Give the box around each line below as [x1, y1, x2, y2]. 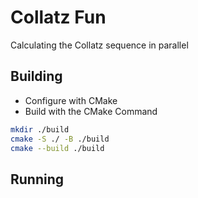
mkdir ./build [10, 124, 70, 135]
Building [10, 68, 63, 85]
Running [10, 171, 65, 188]
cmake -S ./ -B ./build [10, 134, 110, 144]
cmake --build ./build [10, 143, 105, 153]
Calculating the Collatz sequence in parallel [10, 39, 189, 51]
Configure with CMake [24, 94, 118, 106]
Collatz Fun [10, 6, 107, 29]
